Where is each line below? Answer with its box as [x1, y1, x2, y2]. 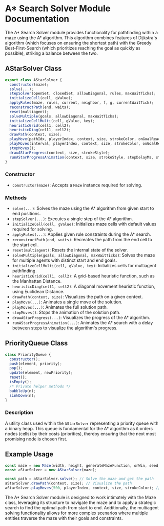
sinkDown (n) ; [9, 393, 36, 398]
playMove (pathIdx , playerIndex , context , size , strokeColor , [9, 137, 137, 142]
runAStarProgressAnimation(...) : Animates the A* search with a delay [12, 320, 153, 325]
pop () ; [9, 366, 23, 371]
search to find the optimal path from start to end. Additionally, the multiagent [5, 504, 159, 510]
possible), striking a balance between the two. [5, 50, 98, 56]
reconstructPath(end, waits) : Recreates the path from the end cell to [12, 236, 152, 242]
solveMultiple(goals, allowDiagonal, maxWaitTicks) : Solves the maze [12, 252, 155, 258]
